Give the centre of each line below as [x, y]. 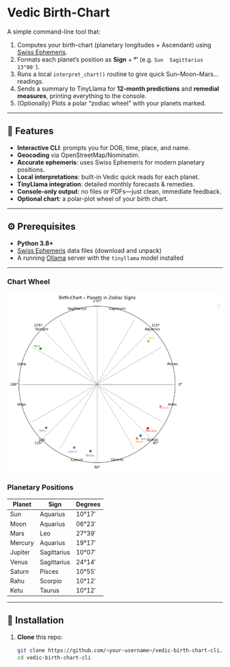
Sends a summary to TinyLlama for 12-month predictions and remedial [118, 88]
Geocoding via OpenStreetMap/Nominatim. [78, 155]
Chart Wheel [28, 282]
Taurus [50, 590]
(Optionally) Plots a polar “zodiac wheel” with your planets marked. [112, 103]
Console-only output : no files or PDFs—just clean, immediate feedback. [119, 191]
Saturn [20, 571]
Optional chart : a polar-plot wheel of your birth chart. [92, 198]
